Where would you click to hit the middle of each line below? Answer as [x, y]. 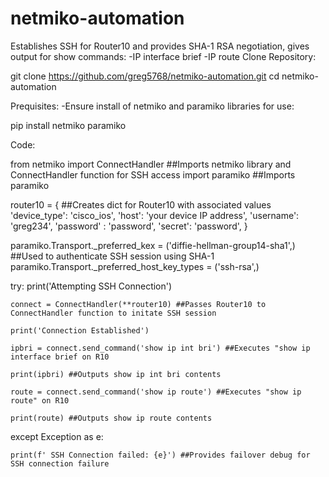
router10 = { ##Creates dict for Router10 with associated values [141, 204]
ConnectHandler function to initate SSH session [113, 313]
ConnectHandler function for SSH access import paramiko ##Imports [153, 174]
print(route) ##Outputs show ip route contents [111, 418]
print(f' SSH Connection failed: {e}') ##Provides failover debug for [160, 455]
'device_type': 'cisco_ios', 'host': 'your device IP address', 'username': [155, 215]
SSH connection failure [60, 463]
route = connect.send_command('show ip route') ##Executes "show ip [156, 392]
